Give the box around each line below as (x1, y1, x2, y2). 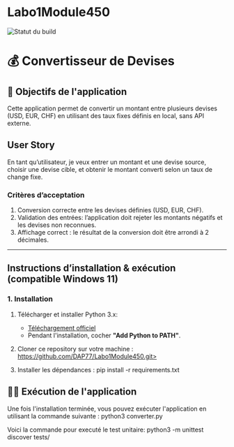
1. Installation (7, 294, 54, 304)
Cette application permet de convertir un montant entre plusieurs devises (7, 104, 218, 112)
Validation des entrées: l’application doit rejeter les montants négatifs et (17, 214, 223, 222)
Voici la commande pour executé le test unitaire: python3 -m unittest (7, 425, 204, 434)
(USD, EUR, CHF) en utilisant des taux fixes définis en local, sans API (7, 111, 204, 119)
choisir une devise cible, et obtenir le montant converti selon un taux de (7, 165, 212, 173)
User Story (7, 139, 55, 151)
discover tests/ (7, 432, 50, 441)
